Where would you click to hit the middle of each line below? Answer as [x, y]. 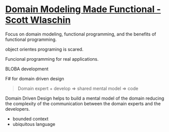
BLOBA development [27, 69]
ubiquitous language [34, 124]
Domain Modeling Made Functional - [83, 9]
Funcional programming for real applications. [52, 59]
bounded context [31, 119]
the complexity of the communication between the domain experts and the [83, 103]
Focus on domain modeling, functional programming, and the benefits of [81, 34]
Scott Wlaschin [38, 20]
